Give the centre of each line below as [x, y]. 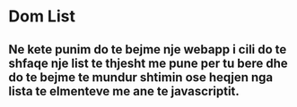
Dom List [42, 16]
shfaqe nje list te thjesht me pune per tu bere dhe [148, 63]
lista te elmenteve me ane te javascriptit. [124, 91]
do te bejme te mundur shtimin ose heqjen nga [141, 77]
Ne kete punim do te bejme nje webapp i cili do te [148, 49]
